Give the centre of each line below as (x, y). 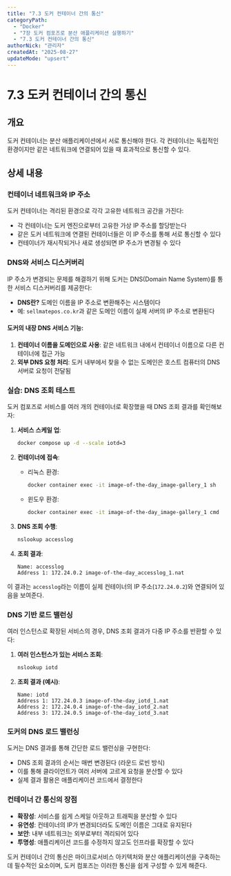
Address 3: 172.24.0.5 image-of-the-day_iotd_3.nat (93, 713)
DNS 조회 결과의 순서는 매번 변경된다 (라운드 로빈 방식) (91, 763)
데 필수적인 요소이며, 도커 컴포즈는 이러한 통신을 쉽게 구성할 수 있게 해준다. (107, 865)
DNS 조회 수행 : (37, 526)
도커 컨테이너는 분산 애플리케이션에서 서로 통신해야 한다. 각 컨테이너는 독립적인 (113, 140)
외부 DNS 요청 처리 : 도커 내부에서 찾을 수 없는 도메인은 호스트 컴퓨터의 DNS (119, 362)
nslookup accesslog (45, 539)
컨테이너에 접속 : (38, 457)
